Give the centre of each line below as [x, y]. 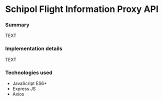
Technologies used [29, 72]
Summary [17, 25]
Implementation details [34, 48]
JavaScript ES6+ [30, 83]
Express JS [24, 89]
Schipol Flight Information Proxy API [82, 9]
